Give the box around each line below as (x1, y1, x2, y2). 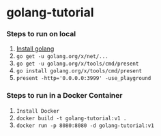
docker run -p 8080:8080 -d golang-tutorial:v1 (16, 122, 154, 129)
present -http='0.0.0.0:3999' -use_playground (16, 75, 151, 82)
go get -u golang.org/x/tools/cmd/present (16, 60, 139, 68)
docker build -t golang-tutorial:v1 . (16, 115, 127, 122)
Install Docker (16, 107, 60, 114)
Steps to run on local (6, 29, 76, 39)
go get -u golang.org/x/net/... (16, 53, 108, 60)
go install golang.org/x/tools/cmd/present (16, 68, 143, 74)
